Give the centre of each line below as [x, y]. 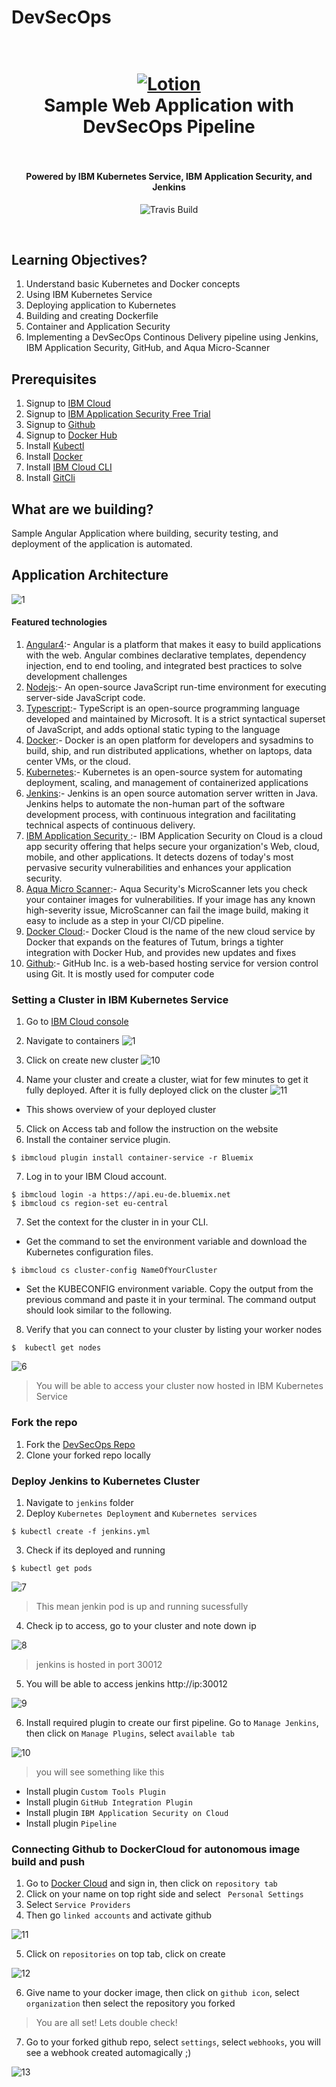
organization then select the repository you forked [130, 2003]
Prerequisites [54, 379]
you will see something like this [100, 1772]
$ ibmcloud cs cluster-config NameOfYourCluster [114, 1271]
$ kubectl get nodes [56, 1348]
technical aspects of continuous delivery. [110, 825]
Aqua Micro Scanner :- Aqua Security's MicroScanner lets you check [166, 889]
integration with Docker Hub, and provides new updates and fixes [161, 953]
